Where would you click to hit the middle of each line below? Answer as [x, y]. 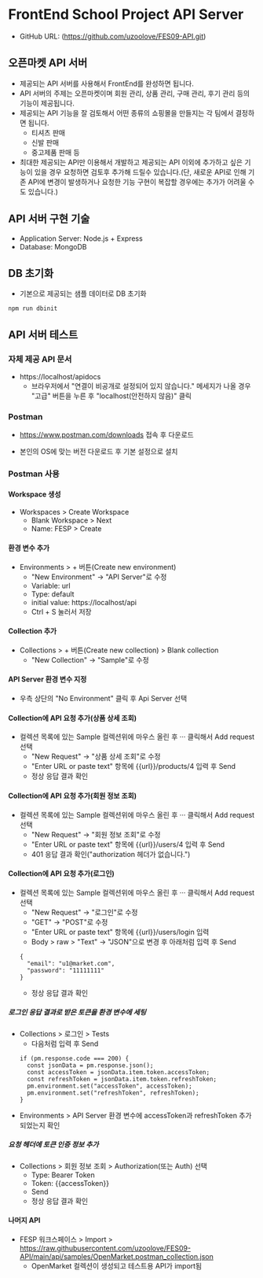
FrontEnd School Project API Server [126, 15]
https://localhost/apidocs [60, 377]
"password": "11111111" [66, 970]
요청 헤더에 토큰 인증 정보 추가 [54, 1145]
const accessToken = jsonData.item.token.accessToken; [119, 1072]
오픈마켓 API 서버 [48, 63]
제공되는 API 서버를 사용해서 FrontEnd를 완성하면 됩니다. [106, 83]
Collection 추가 [33, 631]
